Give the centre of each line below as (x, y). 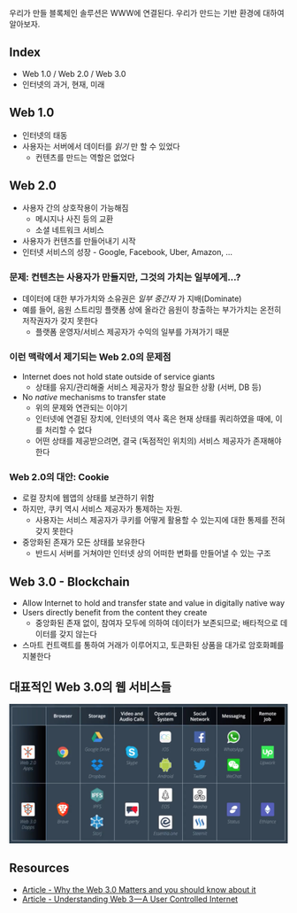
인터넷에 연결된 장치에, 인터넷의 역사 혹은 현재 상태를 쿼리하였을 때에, (154, 419)
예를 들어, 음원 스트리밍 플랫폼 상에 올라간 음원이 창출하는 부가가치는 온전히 (152, 309)
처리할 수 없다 (69, 430)
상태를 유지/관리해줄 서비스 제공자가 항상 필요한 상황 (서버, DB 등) (148, 387)
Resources (39, 868)
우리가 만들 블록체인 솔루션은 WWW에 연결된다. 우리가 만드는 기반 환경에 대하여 (147, 13)
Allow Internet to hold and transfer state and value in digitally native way (153, 603)
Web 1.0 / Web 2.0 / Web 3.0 (74, 74)
